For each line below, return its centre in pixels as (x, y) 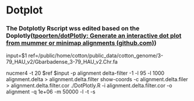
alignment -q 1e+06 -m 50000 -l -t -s (51, 92)
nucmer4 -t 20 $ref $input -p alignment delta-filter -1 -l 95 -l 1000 (85, 73)
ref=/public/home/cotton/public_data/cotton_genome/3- (96, 55)
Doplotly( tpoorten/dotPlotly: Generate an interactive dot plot (94, 36)
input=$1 (17, 55)
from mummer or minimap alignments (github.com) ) (81, 43)
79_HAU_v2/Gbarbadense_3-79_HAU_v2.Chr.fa (62, 62)
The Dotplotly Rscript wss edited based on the (73, 29)
